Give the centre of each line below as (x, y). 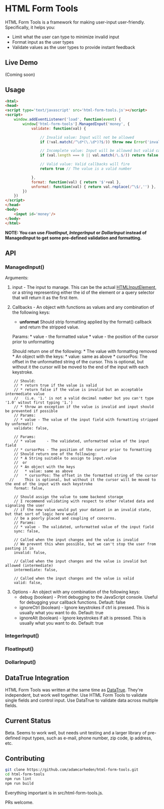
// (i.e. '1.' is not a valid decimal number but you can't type (84, 398)
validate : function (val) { (59, 128)
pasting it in (20, 549)
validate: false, (31, 429)
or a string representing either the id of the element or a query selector (83, 293)
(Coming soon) (20, 75)
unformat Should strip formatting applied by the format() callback (85, 322)
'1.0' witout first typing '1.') (39, 403)
